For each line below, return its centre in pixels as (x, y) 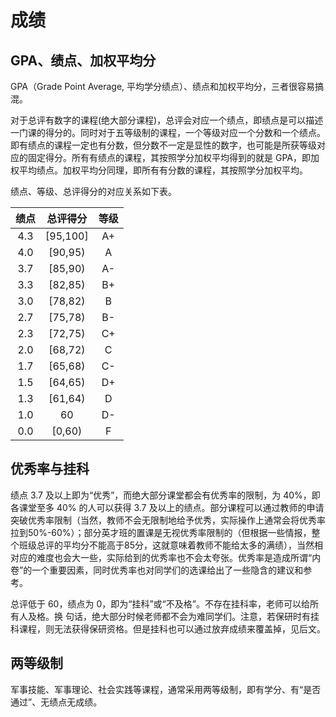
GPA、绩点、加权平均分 (83, 60)
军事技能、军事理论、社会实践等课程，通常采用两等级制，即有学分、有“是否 (166, 689)
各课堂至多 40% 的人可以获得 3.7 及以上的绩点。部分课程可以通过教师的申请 (167, 507)
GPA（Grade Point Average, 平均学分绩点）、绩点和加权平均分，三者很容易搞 (167, 86)
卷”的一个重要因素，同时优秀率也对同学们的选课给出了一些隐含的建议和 (157, 570)
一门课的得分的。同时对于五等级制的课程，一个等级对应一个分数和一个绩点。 (168, 132)
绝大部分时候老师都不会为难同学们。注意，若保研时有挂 (205, 616)
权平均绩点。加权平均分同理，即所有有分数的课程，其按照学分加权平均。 (159, 170)
